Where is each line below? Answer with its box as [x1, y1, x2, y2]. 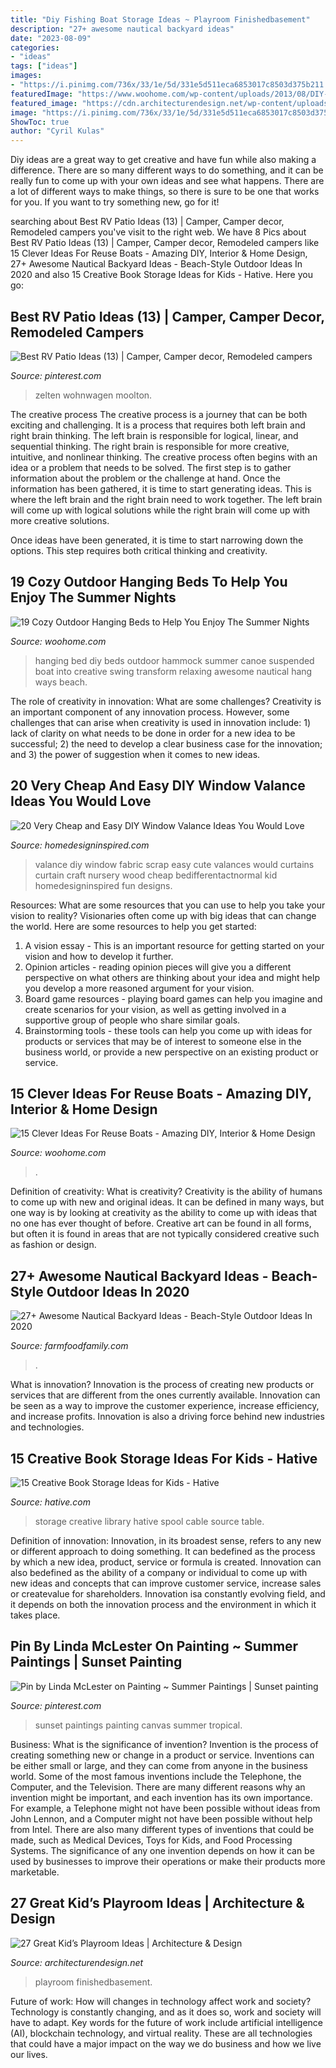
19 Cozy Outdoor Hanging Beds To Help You [10, 574, 288, 591]
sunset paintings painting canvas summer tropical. [34, 1719, 243, 1731]
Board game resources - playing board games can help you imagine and [24, 992, 323, 1005]
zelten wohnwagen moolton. [34, 389, 153, 401]
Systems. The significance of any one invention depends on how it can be [10, 1844, 315, 1856]
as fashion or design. [10, 1239, 97, 1251]
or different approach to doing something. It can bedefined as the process [10, 1546, 316, 1557]
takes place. [10, 1609, 61, 1621]
